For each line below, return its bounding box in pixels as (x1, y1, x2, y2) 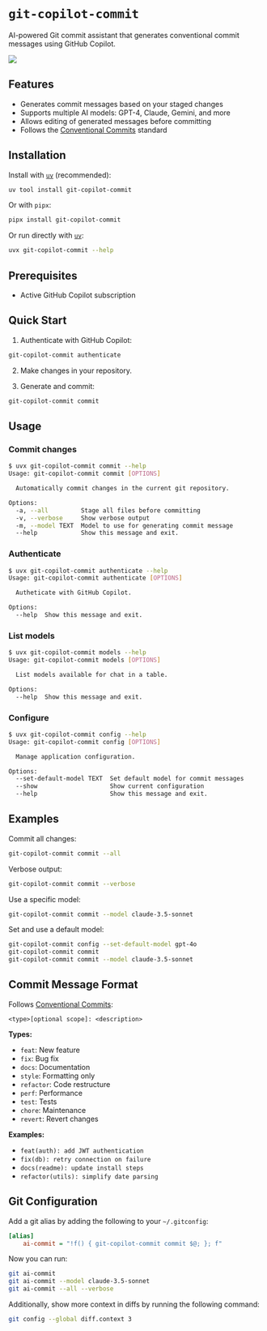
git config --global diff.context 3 (8, 1316, 132, 1324)
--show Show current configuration (15, 782, 205, 790)
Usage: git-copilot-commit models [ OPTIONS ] (8, 656, 161, 665)
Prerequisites (8, 268, 78, 282)
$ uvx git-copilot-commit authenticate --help (8, 567, 168, 575)
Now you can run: (8, 1254, 68, 1264)
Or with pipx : (8, 200, 52, 210)
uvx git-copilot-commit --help (8, 246, 114, 255)
